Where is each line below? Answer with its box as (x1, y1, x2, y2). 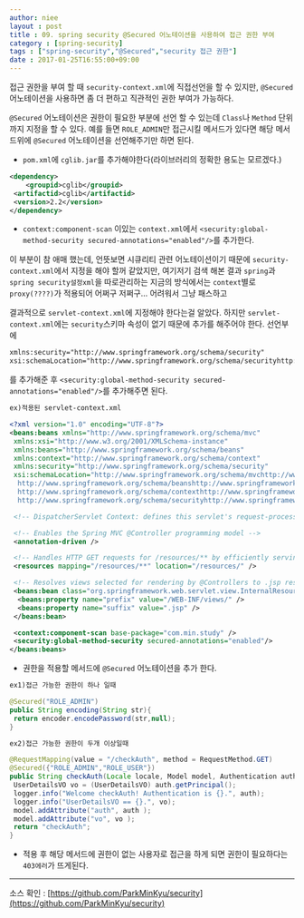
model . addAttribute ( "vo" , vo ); (13, 814, 136, 824)
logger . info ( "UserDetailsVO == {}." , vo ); (13, 797, 176, 806)
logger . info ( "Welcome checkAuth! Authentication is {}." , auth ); (13, 788, 265, 798)
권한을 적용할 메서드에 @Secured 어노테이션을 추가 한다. (22, 663, 217, 674)
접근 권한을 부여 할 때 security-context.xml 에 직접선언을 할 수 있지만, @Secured (9, 82, 294, 92)
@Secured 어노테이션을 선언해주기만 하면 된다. (33, 135, 195, 145)
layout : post (9, 22, 63, 31)
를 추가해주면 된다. (102, 386, 168, 396)
